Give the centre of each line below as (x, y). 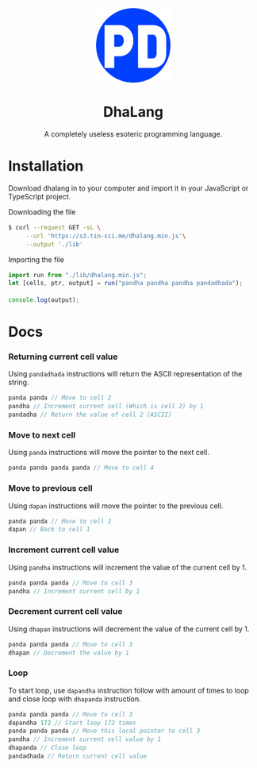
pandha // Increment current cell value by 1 (84, 739)
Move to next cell (42, 435)
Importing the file (36, 259)
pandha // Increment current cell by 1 (74, 591)
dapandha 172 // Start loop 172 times (72, 723)
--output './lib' (54, 244)
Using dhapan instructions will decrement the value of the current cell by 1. (129, 629)
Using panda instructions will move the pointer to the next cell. (109, 453)
